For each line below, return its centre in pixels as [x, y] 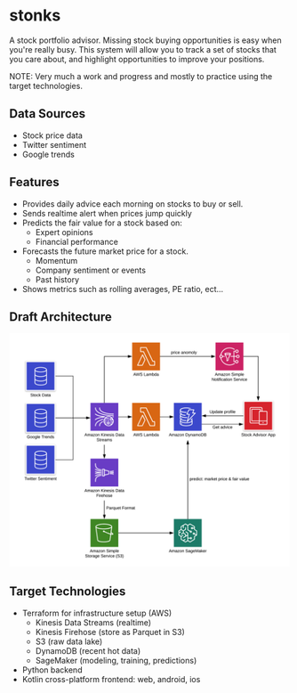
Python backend [52, 670]
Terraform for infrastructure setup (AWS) [97, 613]
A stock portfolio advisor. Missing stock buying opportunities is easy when [145, 40]
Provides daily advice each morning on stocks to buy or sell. [132, 204]
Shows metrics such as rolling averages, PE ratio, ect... [123, 289]
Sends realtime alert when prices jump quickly [107, 213]
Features [34, 182]
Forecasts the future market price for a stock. [105, 251]
